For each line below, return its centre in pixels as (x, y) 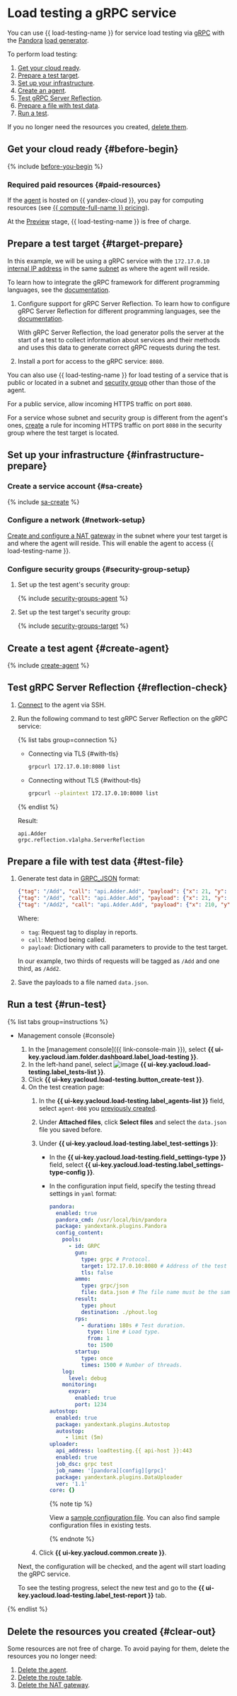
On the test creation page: (66, 1087)
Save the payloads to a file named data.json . (83, 982)
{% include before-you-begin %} (55, 166)
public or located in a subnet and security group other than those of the (111, 382)
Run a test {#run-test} (57, 1005)
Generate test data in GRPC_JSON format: (79, 879)
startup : (87, 1352)
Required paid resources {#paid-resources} (84, 185)
